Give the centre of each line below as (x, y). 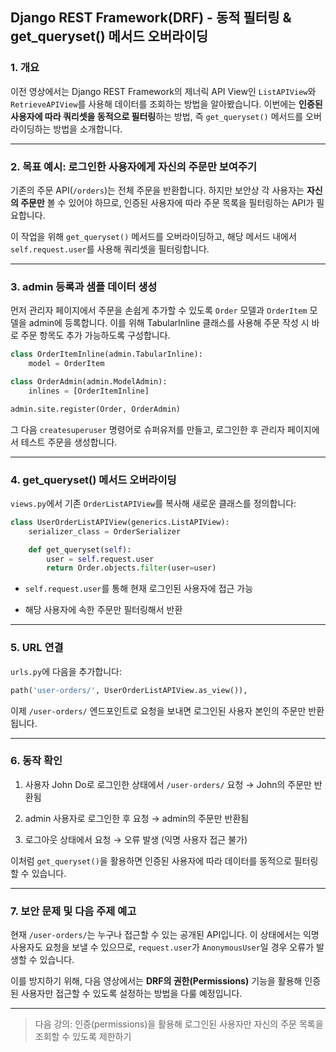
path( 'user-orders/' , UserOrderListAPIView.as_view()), (129, 690)
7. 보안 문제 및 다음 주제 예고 (73, 911)
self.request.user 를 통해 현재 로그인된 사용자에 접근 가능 (139, 589)
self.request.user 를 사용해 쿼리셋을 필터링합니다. (110, 249)
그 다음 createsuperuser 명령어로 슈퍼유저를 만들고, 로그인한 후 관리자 (148, 429)
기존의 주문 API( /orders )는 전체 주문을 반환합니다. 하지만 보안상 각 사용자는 (157, 190)
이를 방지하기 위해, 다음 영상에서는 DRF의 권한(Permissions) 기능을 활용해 (156, 981)
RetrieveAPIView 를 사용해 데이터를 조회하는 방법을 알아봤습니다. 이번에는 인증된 (166, 104)
